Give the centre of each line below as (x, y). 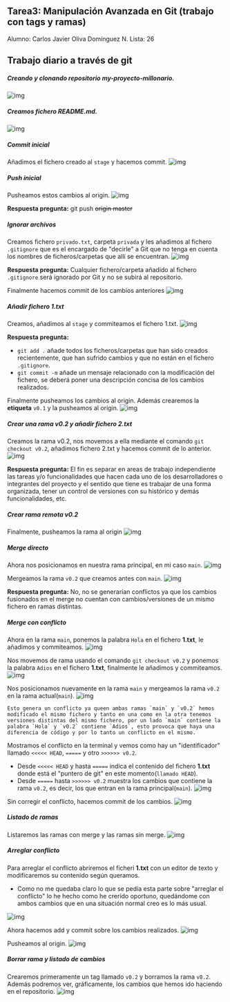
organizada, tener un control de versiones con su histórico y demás (103, 491)
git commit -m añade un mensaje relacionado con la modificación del (116, 373)
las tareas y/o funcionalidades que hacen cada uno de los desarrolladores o (115, 476)
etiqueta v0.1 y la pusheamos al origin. (63, 408)
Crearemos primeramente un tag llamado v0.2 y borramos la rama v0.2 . (109, 976)
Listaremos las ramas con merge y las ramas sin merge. (86, 834)
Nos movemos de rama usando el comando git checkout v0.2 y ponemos (113, 660)
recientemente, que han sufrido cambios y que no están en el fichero (115, 358)
